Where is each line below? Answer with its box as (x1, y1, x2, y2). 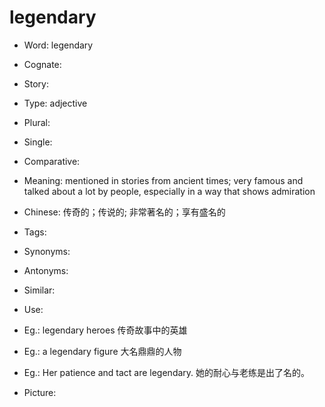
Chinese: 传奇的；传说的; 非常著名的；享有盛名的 (23, 206, 226, 218)
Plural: (23, 116, 51, 128)
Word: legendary (23, 39, 94, 51)
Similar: (23, 284, 56, 296)
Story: (23, 77, 50, 90)
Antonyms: (23, 264, 69, 276)
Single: (23, 136, 53, 148)
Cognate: (23, 58, 62, 70)
